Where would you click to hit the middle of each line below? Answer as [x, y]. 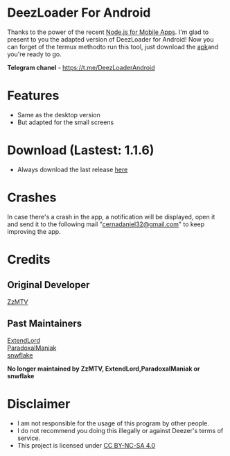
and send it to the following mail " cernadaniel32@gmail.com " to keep [106, 224]
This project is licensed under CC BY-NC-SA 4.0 [86, 445]
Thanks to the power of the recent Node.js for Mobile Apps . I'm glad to [108, 32]
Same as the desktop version [59, 115]
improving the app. [34, 231]
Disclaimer [39, 404]
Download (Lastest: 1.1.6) [81, 150]
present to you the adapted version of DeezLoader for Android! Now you [110, 39]
